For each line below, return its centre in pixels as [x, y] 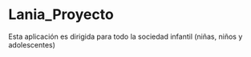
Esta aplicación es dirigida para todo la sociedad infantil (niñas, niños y [125, 36]
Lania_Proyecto [61, 15]
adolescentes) [32, 44]
